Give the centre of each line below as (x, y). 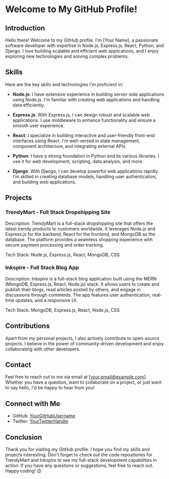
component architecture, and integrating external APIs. (70, 146)
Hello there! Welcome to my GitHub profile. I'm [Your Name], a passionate (82, 40)
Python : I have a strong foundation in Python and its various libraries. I (86, 156)
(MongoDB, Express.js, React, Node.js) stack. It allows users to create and (82, 284)
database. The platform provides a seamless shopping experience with (79, 239)
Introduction (25, 28)
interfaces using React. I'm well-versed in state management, (76, 141)
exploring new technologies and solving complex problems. (67, 56)
